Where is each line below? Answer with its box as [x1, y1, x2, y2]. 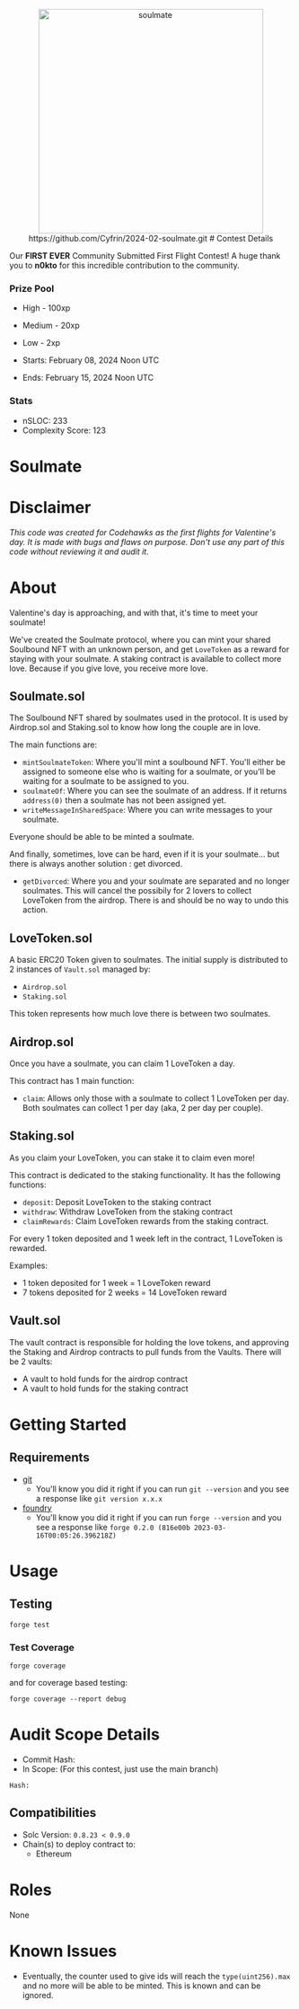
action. [22, 904, 48, 915]
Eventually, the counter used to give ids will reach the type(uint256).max [22, 1970, 291, 1981]
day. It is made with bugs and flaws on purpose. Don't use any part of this [9, 536, 286, 547]
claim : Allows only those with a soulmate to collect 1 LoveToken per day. [22, 1093, 289, 1104]
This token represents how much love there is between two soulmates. [9, 1009, 271, 1019]
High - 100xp [22, 303, 71, 313]
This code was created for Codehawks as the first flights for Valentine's [9, 526, 277, 538]
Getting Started [9, 1414, 128, 1434]
